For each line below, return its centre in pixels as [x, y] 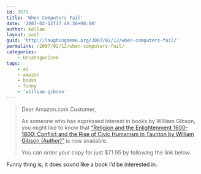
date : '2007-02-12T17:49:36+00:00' [52, 23]
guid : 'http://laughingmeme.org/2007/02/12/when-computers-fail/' [93, 40]
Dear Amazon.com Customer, [59, 109]
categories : [21, 52]
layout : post [23, 35]
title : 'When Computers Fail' [45, 18]
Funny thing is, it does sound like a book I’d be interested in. [82, 164]
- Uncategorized [38, 58]
